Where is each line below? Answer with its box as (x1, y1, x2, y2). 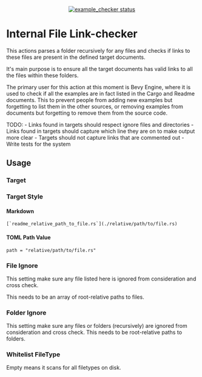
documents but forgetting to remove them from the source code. (6, 109, 168, 117)
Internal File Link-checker (6, 27, 138, 41)
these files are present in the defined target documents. (6, 53, 146, 61)
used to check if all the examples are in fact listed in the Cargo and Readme (6, 90, 195, 97)
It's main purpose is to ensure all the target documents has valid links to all (6, 65, 193, 72)
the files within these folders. (6, 72, 79, 79)
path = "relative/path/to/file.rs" (6, 247, 96, 253)
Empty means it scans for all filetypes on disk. (6, 364, 121, 372)
